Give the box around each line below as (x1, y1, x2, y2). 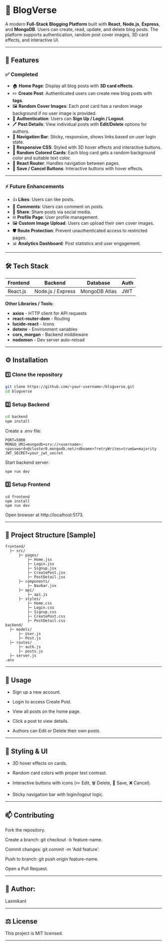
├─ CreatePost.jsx (27, 570, 66, 576)
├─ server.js (9, 653, 37, 658)
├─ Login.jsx (27, 562, 55, 567)
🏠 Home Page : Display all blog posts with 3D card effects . (12, 82, 134, 89)
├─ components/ (18, 579, 50, 584)
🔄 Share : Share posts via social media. (12, 209, 91, 215)
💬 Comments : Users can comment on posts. (12, 203, 104, 209)
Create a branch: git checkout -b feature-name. (5, 836, 103, 843)
